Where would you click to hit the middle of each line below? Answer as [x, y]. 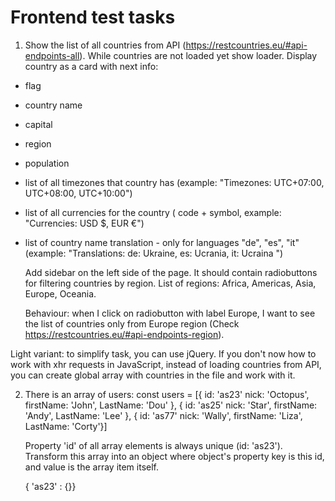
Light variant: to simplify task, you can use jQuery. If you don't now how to [163, 353]
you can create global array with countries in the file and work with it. [153, 375]
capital [38, 124]
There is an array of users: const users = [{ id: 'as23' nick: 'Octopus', [167, 394]
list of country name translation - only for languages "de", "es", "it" [162, 242]
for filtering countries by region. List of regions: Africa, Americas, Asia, [170, 283]
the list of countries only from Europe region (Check [132, 323]
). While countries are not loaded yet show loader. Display [198, 55]
